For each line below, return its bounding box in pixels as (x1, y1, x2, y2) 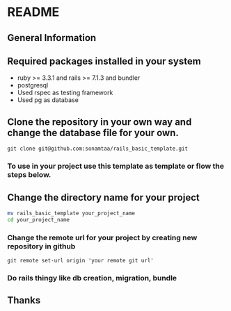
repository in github (7, 241, 76, 251)
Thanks (7, 294, 41, 306)
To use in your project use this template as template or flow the (7, 161, 225, 171)
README (7, 4, 60, 20)
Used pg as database (17, 96, 79, 104)
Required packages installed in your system (7, 55, 202, 67)
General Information (7, 32, 97, 44)
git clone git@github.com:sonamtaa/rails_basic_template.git (7, 145, 189, 153)
